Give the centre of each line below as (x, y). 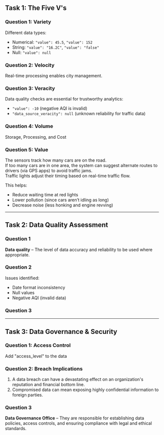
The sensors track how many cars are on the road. (56, 160)
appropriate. (18, 255)
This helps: (16, 185)
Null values (23, 292)
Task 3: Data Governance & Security (61, 331)
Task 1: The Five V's (36, 8)
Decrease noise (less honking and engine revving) (62, 205)
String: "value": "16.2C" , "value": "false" (56, 47)
